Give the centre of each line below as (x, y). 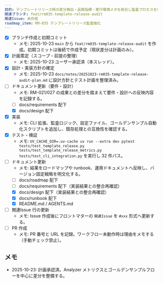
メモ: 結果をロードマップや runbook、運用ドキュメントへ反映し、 (84, 168)
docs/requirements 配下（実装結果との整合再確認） (70, 186)
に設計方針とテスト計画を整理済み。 (85, 80)
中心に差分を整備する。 (44, 276)
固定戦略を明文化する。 (59, 174)
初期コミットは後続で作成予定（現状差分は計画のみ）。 (82, 50)
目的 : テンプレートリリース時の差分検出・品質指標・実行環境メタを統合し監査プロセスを (81, 9)
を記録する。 (32, 98)
